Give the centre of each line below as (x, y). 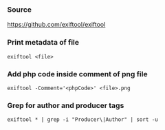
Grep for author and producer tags (66, 105)
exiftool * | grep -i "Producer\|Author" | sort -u (82, 120)
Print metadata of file (43, 43)
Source (20, 10)
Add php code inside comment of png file (77, 74)
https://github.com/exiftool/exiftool (56, 25)
